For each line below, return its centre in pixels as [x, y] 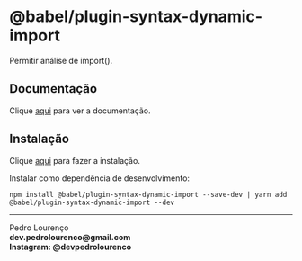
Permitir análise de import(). [61, 60]
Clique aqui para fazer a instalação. [75, 160]
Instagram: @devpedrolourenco [71, 247]
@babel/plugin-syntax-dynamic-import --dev [92, 202]
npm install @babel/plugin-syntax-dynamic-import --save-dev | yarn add [148, 194]
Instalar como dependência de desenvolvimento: [100, 178]
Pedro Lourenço [39, 228]
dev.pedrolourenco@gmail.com [70, 237]
